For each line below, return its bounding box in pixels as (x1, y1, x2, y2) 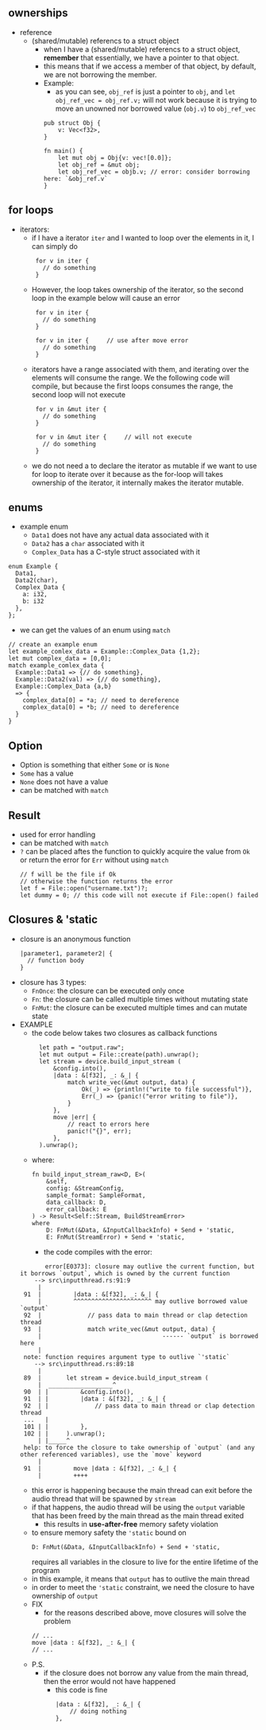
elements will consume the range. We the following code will (31, 373, 230, 382)
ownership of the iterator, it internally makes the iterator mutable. (31, 478, 245, 487)
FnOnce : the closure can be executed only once (31, 986, 185, 995)
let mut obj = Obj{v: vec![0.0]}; (58, 154, 172, 162)
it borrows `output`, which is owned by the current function (19, 1269, 230, 1277)
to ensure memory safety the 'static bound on (31, 1528, 187, 1537)
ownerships (8, 6, 69, 20)
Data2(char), (15, 576, 59, 584)
